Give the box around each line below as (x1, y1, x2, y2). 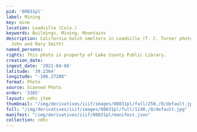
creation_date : (6, 57, 43, 63)
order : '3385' (6, 90, 41, 96)
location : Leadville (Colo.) (6, 25, 77, 31)
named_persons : (6, 47, 43, 53)
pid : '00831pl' (6, 8, 43, 15)
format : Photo (6, 79, 41, 85)
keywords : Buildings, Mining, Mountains (6, 30, 107, 36)
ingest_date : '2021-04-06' (6, 62, 72, 69)
